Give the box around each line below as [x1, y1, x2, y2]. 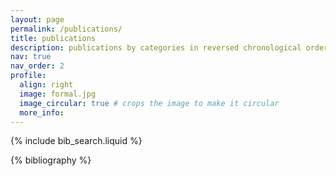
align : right [19, 80, 74, 90]
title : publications [10, 33, 97, 43]
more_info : [19, 107, 65, 118]
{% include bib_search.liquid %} [10, 135, 143, 147]
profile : [10, 71, 47, 81]
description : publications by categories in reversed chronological [10, 42, 302, 53]
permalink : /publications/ [10, 24, 123, 34]
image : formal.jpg [19, 89, 97, 99]
